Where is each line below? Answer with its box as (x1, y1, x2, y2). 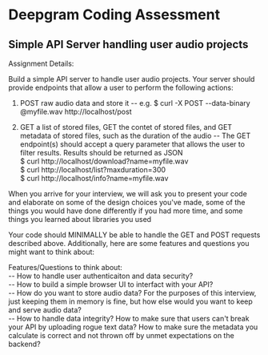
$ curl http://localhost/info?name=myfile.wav (19, 174, 169, 183)
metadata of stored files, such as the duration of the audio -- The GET (19, 131, 251, 140)
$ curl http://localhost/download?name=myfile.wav (19, 156, 189, 166)
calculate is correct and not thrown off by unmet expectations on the (8, 331, 234, 340)
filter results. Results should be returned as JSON (19, 148, 183, 157)
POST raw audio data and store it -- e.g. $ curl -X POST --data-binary (19, 99, 250, 107)
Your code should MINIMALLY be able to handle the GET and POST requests (8, 230, 261, 240)
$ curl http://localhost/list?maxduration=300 (19, 165, 166, 174)
